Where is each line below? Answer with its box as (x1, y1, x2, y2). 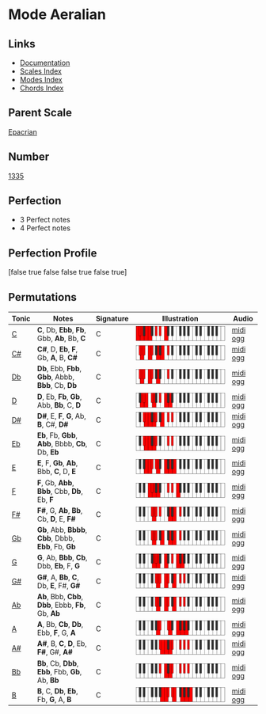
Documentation (19, 58, 70, 67)
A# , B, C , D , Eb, (36, 639, 87, 648)
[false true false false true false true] (8, 268, 127, 277)
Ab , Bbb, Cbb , (36, 591, 83, 601)
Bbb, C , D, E (36, 467, 77, 477)
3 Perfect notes (19, 215, 71, 225)
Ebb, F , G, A (36, 628, 76, 638)
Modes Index (19, 75, 63, 84)
